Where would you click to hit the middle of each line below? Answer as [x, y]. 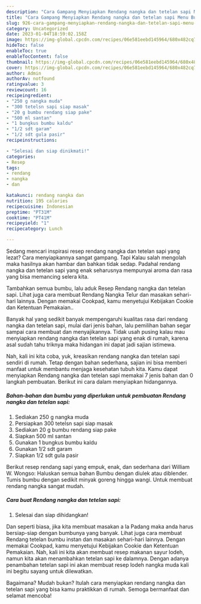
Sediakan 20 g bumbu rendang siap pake [66, 429]
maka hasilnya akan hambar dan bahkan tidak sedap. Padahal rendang [93, 264]
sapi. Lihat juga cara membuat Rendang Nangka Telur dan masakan [89, 294]
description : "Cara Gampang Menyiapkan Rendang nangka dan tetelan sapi [99, 12]
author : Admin [24, 73]
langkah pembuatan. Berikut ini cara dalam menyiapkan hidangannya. [92, 382]
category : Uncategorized [37, 29]
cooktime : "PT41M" [29, 218]
